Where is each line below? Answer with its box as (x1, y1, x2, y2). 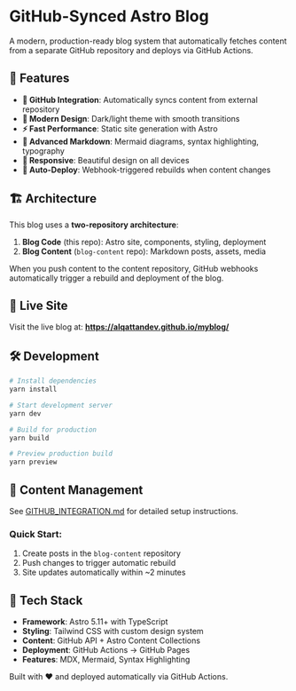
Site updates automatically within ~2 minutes (21, 567, 186, 578)
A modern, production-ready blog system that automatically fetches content (9, 36, 287, 46)
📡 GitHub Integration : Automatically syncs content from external (21, 94, 259, 105)
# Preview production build (9, 449, 113, 458)
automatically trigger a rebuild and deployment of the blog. (9, 273, 224, 283)
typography (21, 145, 65, 156)
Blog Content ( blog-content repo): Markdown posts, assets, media (21, 246, 267, 257)
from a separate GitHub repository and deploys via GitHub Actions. (9, 44, 254, 55)
